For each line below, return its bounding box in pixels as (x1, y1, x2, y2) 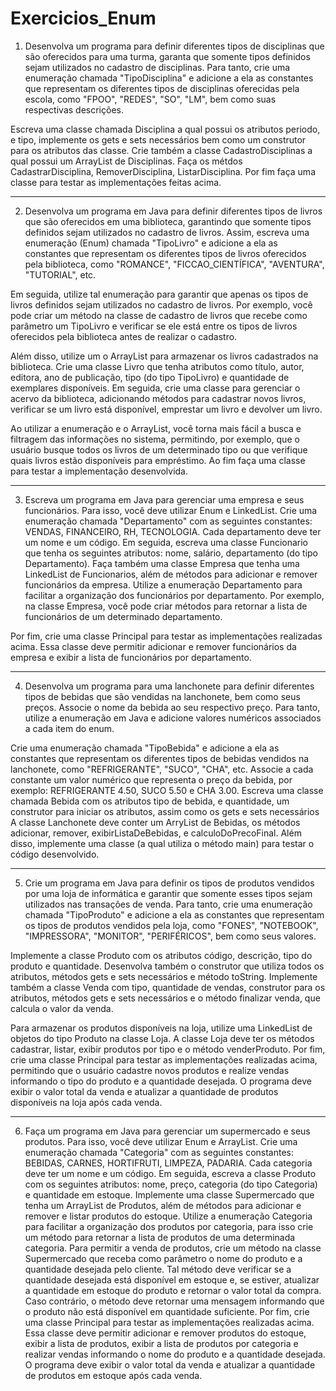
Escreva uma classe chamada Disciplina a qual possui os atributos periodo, (10, 123, 321, 135)
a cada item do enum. (24, 722, 115, 734)
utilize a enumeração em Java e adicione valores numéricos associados (24, 712, 322, 724)
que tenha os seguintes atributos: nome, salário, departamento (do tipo (24, 547, 319, 559)
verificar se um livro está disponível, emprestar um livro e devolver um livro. (10, 403, 323, 415)
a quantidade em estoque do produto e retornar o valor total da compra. (24, 1284, 322, 1296)
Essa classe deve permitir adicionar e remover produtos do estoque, (24, 1327, 307, 1339)
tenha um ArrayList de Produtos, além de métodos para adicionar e (24, 1199, 302, 1211)
